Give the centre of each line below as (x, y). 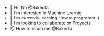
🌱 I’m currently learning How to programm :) (54, 18)
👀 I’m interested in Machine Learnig (46, 13)
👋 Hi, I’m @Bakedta (29, 8)
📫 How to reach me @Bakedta (41, 28)
